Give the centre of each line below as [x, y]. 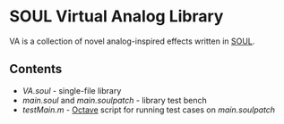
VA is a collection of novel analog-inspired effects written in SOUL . [132, 41]
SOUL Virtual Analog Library [116, 17]
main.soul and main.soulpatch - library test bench [115, 100]
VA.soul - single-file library [72, 90]
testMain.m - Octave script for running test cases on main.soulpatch [149, 110]
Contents [36, 69]
